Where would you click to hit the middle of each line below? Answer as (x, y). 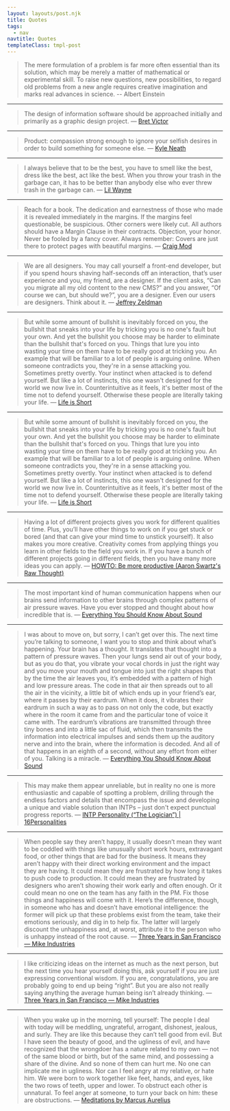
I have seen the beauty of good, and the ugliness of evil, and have (117, 1042)
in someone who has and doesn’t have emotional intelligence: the (116, 907)
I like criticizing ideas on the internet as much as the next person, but (121, 963)
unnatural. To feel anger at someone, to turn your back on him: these (121, 1093)
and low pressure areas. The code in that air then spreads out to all (118, 685)
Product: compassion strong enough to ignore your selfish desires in (120, 141)
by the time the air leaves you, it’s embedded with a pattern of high (118, 678)
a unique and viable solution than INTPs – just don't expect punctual (120, 807)
